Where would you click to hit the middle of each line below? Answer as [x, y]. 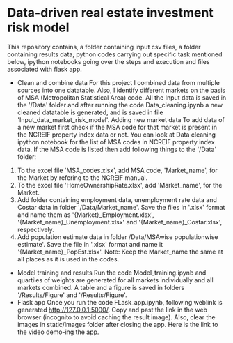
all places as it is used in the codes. [68, 259]
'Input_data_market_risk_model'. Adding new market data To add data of [121, 119]
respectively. [35, 229]
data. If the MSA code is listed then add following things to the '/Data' [117, 149]
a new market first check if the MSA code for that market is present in [117, 127]
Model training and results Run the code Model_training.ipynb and [112, 273]
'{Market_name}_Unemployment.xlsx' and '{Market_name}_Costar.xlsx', [120, 222]
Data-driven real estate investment [110, 13]
